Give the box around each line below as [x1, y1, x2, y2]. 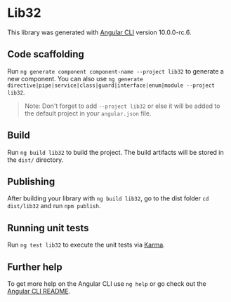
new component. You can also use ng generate [7, 74, 144, 83]
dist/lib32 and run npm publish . [7, 202, 101, 210]
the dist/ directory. [7, 156, 64, 164]
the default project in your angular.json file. [24, 109, 152, 117]
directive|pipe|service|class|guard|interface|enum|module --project [7, 82, 216, 89]
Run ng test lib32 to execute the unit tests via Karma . [7, 240, 165, 249]
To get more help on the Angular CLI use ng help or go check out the [7, 280, 206, 288]
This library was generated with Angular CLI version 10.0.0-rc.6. [7, 28, 192, 36]
